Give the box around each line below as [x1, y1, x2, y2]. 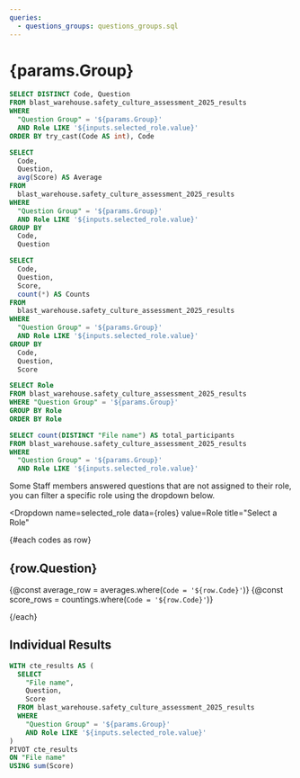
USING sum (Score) [9, 762, 75, 771]
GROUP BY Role [9, 407, 63, 416]
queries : [9, 13, 42, 22]
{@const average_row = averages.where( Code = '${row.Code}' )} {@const [9, 585, 284, 595]
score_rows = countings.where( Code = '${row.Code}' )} [9, 595, 214, 604]
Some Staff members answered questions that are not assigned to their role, [9, 480, 292, 491]
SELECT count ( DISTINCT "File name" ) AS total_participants [9, 431, 235, 440]
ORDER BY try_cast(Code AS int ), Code [9, 131, 154, 140]
